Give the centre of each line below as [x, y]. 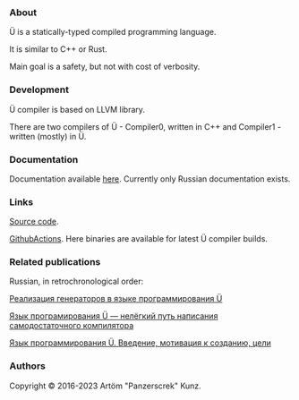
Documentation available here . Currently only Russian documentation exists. [150, 179]
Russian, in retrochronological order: [77, 281]
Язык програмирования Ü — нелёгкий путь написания [114, 316]
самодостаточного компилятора [72, 326]
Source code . [34, 222]
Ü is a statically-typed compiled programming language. [113, 32]
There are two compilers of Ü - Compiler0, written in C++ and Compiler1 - [145, 126]
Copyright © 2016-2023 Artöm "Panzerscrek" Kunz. [105, 386]
